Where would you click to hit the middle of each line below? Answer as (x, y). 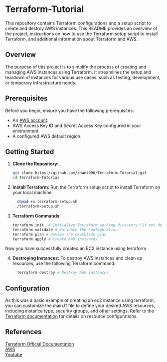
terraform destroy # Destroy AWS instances (63, 273)
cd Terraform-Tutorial (36, 178)
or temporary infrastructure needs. (41, 82)
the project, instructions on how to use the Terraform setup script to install (82, 33)
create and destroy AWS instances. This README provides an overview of (81, 28)
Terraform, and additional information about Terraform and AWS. (72, 39)
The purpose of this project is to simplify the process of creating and (76, 66)
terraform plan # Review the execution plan (59, 234)
